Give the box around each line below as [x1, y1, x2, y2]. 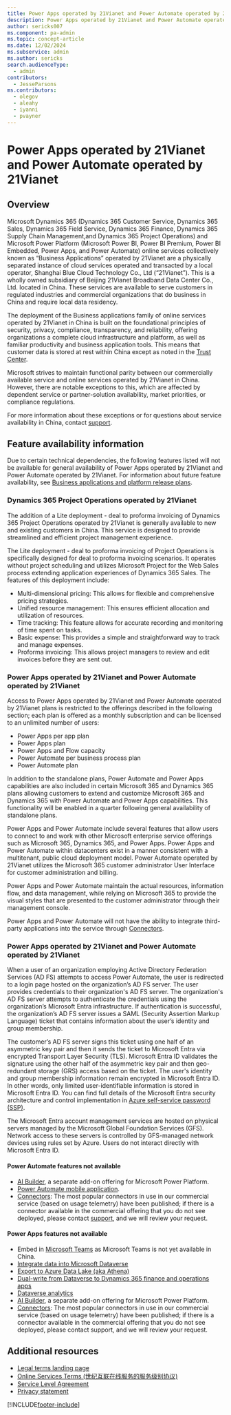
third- [204, 917, 221, 925]
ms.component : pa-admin [7, 29, 76, 37]
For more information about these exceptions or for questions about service [7, 411, 222, 419]
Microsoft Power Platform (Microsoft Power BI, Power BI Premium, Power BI [7, 239, 221, 247]
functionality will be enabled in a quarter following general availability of [7, 804, 211, 812]
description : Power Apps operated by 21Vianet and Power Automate [7, 17, 201, 23]
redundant [7, 1067, 36, 1075]
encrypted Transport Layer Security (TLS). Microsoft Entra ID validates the [7, 1052, 218, 1061]
